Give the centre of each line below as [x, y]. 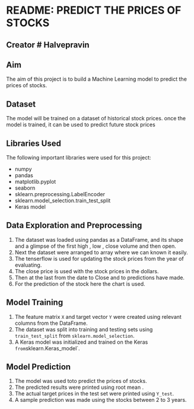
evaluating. [28, 265]
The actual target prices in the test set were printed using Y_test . [94, 394]
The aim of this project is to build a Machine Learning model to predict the [96, 79]
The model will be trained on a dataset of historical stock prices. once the [96, 119]
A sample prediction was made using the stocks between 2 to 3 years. [101, 400]
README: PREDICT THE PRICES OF [94, 10]
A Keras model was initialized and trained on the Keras [81, 342]
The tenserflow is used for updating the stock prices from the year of [99, 258]
